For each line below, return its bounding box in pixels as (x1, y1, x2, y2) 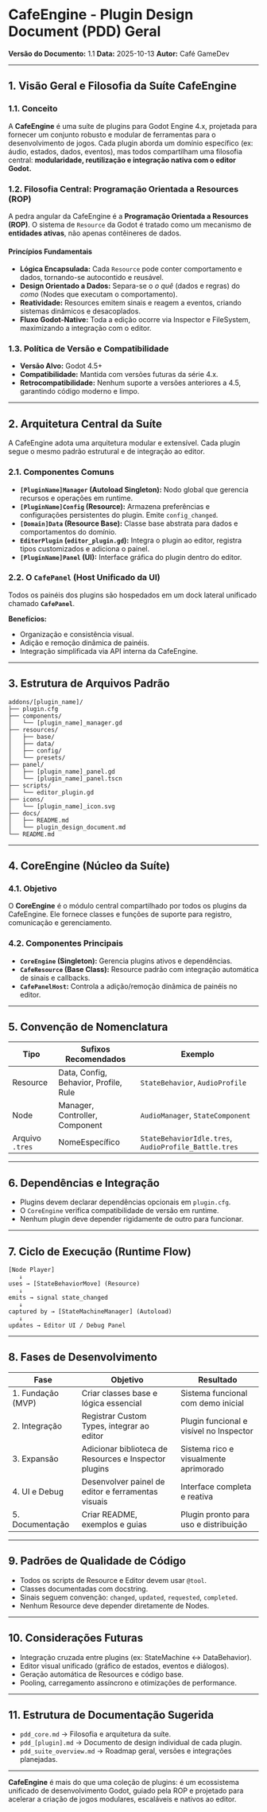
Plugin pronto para (180, 1509, 250, 1520)
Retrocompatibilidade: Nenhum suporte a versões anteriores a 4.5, (19, 378, 241, 387)
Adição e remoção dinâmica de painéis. (19, 638, 149, 647)
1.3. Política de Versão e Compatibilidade (8, 344, 169, 355)
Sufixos (80, 1044, 110, 1055)
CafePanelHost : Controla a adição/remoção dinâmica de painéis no (19, 981, 238, 991)
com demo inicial (180, 1398, 245, 1409)
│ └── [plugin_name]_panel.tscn (8, 774, 123, 783)
